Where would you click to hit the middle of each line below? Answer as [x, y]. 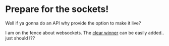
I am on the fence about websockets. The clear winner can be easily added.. [85, 32]
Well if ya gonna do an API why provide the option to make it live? [73, 23]
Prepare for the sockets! [57, 9]
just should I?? [20, 38]
